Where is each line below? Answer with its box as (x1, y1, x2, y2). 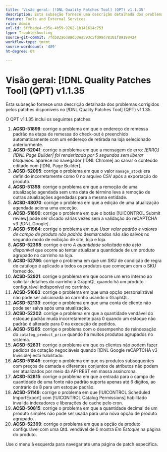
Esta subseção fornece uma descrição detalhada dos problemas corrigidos (5, 101, 160, 107)
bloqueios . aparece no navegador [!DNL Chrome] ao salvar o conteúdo (12, 157, 158, 164)
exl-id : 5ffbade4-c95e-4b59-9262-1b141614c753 (5, 26, 104, 31)
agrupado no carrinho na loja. (12, 253, 74, 258)
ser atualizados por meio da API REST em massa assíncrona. (12, 368, 137, 375)
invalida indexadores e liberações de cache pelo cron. (12, 400, 123, 406)
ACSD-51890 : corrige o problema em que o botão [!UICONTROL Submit (12, 210, 161, 216)
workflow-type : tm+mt (5, 40, 51, 45)
